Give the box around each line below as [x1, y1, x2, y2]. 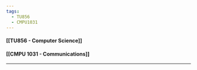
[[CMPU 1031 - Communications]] [6, 50, 90, 57]
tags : [6, 8, 19, 14]
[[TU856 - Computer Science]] [6, 37, 83, 44]
